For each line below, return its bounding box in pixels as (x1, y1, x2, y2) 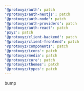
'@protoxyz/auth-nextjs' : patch (4, 12, 70, 17)
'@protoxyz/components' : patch (4, 44, 68, 49)
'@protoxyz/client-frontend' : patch (4, 39, 79, 44)
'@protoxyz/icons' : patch (4, 48, 57, 53)
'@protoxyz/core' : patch (4, 58, 55, 62)
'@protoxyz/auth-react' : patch (4, 26, 68, 30)
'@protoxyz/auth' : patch (4, 7, 55, 12)
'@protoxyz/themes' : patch (4, 62, 60, 67)
